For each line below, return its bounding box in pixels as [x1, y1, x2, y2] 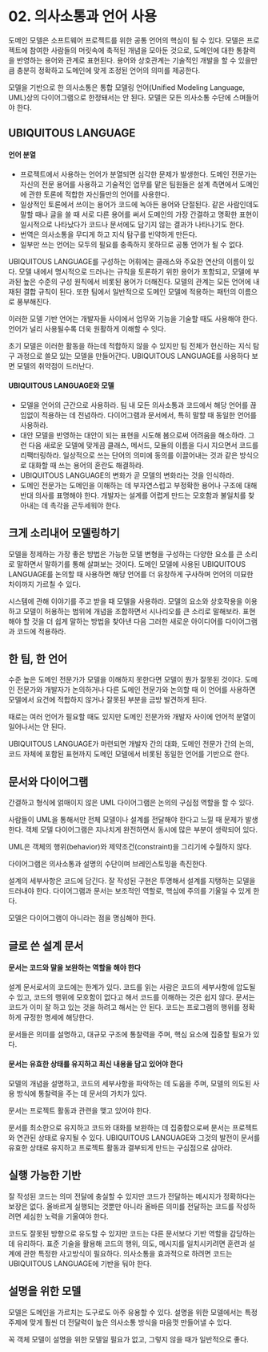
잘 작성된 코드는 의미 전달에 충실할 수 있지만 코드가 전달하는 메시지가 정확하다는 [8, 1191, 256, 1201]
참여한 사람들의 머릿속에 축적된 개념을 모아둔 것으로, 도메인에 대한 [29, 45, 234, 55]
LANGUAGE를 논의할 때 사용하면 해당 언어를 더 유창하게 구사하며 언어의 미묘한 [8, 569, 254, 579]
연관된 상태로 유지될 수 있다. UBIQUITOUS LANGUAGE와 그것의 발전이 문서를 [16, 1133, 261, 1142]
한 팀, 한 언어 [8, 652, 68, 666]
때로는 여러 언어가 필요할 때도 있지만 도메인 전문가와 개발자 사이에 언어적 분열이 [8, 712, 256, 722]
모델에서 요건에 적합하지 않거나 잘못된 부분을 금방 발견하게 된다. [8, 695, 207, 705]
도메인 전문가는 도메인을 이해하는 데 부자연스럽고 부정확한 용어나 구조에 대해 [19, 480, 258, 490]
